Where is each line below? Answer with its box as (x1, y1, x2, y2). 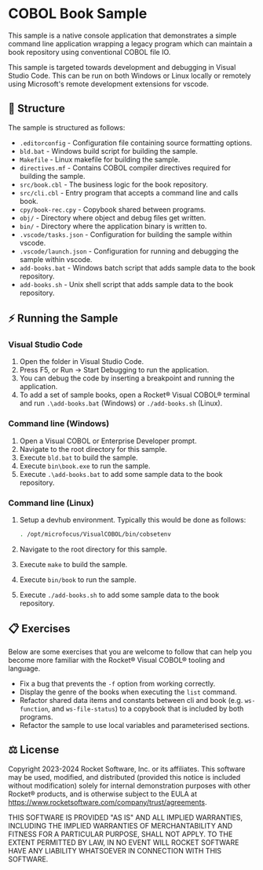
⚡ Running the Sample (8, 311, 119, 326)
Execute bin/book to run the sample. (19, 574, 137, 584)
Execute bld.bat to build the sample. (19, 453, 139, 462)
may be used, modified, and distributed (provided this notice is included (8, 772, 241, 781)
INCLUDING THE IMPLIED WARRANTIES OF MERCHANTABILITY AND (8, 821, 233, 830)
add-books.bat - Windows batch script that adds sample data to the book (19, 263, 256, 272)
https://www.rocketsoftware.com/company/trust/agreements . (8, 797, 207, 806)
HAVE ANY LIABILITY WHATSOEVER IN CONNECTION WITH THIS (8, 846, 222, 855)
